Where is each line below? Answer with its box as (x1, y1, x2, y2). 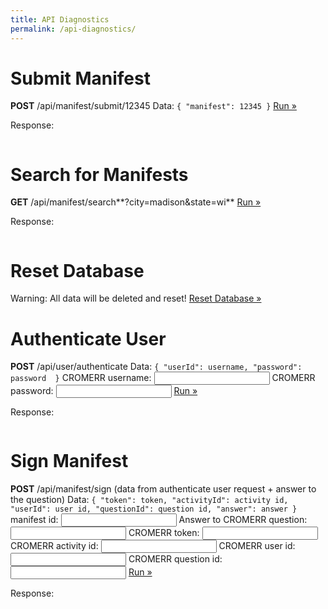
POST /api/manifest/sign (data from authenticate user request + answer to (10, 483, 317, 495)
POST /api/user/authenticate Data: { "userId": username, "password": (10, 361, 303, 373)
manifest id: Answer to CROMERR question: (10, 514, 308, 526)
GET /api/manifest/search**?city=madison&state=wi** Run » (10, 196, 262, 208)
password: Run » (10, 385, 198, 397)
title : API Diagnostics (10, 14, 110, 25)
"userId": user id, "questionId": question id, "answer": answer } (10, 504, 298, 515)
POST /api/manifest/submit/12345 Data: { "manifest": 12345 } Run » (10, 100, 297, 112)
